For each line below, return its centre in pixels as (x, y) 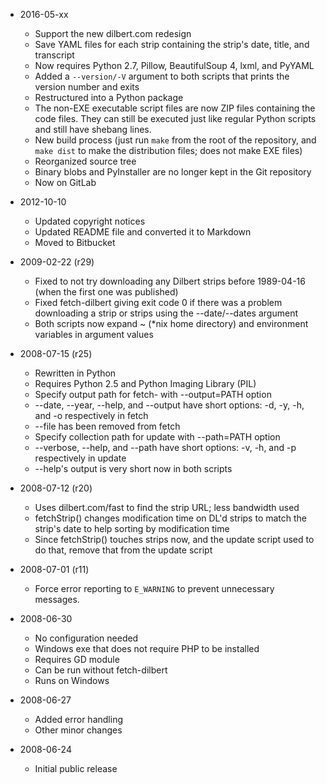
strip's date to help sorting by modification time (132, 528)
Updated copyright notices (90, 221)
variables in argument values (94, 334)
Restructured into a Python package (109, 97)
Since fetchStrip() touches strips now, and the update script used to (174, 539)
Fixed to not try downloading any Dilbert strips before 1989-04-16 (170, 281)
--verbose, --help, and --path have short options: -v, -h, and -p (165, 447)
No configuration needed (86, 638)
